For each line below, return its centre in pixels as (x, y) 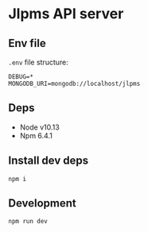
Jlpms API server (66, 14)
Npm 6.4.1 (36, 135)
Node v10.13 (39, 127)
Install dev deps (49, 161)
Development (43, 203)
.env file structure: (39, 62)
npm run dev (28, 222)
